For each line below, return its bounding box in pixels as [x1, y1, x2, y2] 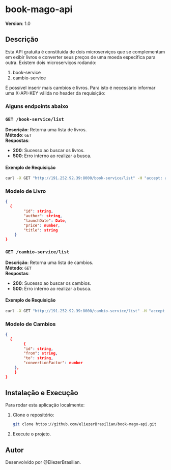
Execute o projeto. [12, 431, 51, 437]
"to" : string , [23, 356, 53, 361]
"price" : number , [23, 223, 60, 228]
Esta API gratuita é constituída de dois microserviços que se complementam [5, 48, 165, 54]
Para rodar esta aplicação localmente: [5, 402, 85, 408]
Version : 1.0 [5, 20, 31, 26]
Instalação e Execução [5, 389, 78, 397]
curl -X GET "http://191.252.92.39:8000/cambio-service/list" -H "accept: [5, 308, 167, 313]
